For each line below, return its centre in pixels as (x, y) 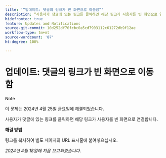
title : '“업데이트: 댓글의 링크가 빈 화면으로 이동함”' (54, 10)
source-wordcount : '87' (30, 38)
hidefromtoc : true (24, 19)
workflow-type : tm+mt (27, 33)
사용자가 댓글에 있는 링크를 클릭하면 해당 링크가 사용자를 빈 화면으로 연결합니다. (82, 119)
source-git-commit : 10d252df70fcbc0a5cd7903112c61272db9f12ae (70, 28)
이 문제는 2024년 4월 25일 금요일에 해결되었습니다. (55, 109)
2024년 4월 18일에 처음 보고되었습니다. (43, 151)
